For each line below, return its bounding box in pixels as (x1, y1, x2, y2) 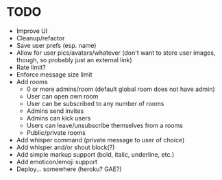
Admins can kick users (26, 114, 91, 122)
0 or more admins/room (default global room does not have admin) (26, 85, 215, 93)
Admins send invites (26, 107, 84, 115)
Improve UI (16, 27, 48, 35)
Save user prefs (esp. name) (16, 41, 97, 49)
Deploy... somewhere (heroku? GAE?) (16, 165, 122, 173)
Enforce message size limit (16, 70, 92, 79)
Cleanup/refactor (16, 34, 65, 42)
